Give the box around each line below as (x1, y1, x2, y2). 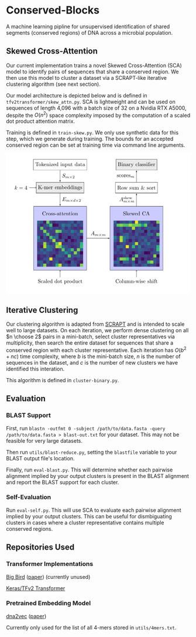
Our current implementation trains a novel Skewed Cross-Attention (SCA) (6, 62, 183, 69)
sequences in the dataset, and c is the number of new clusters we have (6, 359, 178, 366)
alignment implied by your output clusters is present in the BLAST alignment (6, 472, 189, 479)
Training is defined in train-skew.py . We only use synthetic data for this (6, 129, 179, 136)
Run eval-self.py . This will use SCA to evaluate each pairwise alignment (6, 506, 181, 514)
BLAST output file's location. (6, 454, 75, 461)
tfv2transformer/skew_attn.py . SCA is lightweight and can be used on (6, 98, 176, 105)
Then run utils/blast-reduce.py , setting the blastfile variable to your (6, 449, 177, 456)
